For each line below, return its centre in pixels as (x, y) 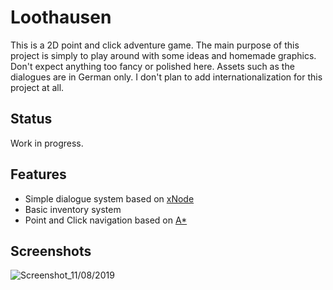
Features (38, 174)
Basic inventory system (73, 209)
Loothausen (61, 17)
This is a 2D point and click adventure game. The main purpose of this (155, 45)
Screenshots (51, 251)
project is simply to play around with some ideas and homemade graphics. (163, 55)
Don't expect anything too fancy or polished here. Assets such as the (152, 66)
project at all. (37, 87)
